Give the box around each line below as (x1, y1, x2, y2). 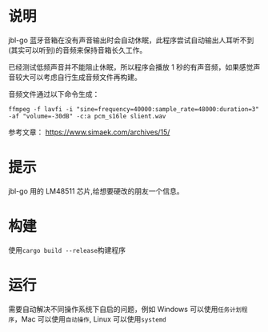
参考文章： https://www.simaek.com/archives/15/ (8, 127, 170, 137)
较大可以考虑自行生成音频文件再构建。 (14, 72, 142, 82)
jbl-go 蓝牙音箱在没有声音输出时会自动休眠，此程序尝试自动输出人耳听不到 (8, 35, 254, 45)
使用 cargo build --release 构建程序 (8, 245, 126, 254)
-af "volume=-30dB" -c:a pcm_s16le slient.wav (8, 112, 166, 120)
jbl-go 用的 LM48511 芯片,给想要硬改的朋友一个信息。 (8, 186, 184, 196)
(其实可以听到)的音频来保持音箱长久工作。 (8, 45, 147, 54)
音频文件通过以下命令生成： (8, 89, 100, 98)
